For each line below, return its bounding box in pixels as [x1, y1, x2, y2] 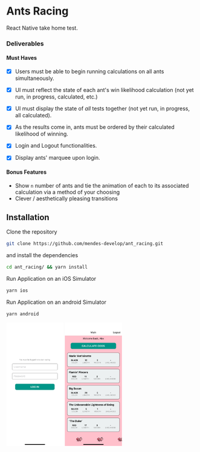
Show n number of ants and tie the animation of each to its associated [15, 182, 189, 189]
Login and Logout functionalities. [15, 142, 97, 149]
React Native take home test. [6, 24, 79, 31]
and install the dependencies [6, 252, 79, 259]
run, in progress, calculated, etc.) [15, 93, 98, 100]
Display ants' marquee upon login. [15, 154, 100, 162]
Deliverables [6, 39, 44, 48]
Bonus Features [6, 168, 47, 176]
